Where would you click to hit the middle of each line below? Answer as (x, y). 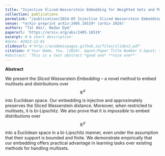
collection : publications (31, 14)
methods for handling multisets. (37, 148)
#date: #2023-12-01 (25, 42)
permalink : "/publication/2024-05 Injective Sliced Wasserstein (72, 19)
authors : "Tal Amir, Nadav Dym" (38, 28)
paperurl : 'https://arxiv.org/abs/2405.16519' (54, 32)
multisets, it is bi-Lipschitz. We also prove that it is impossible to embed (77, 111)
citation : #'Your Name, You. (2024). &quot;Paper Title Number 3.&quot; (81, 51)
